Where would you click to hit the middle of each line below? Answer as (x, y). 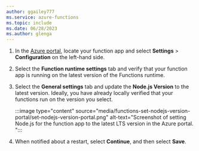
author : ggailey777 (30, 12)
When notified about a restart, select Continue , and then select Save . (100, 141)
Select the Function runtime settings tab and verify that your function (101, 69)
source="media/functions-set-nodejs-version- (133, 111)
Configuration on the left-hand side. (60, 57)
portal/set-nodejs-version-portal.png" (62, 118)
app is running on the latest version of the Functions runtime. (90, 75)
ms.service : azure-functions (42, 17)
